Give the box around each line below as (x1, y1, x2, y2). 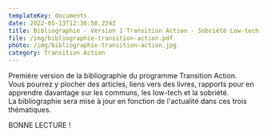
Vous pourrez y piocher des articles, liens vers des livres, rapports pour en (8, 79, 254, 89)
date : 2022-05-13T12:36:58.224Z (8, 19, 116, 27)
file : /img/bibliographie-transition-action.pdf (8, 34, 173, 42)
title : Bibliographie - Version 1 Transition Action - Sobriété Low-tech (8, 26, 260, 34)
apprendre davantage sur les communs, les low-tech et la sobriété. (8, 88, 229, 97)
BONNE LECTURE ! (8, 121, 71, 130)
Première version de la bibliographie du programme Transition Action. (8, 71, 237, 80)
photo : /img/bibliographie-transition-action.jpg (8, 42, 177, 50)
